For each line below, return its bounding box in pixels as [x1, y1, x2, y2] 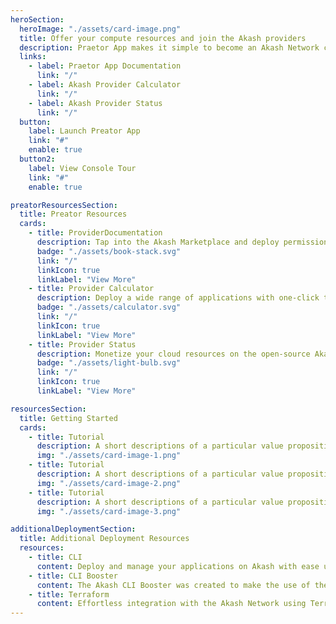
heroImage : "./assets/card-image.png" [19, 24, 182, 34]
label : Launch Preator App [28, 126, 141, 136]
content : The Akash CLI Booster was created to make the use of [36, 580, 311, 590]
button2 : [19, 154, 56, 164]
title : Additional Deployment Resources [19, 534, 190, 544]
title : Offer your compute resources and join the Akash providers [19, 33, 307, 43]
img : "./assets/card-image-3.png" [36, 506, 182, 516]
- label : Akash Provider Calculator [28, 80, 182, 90]
